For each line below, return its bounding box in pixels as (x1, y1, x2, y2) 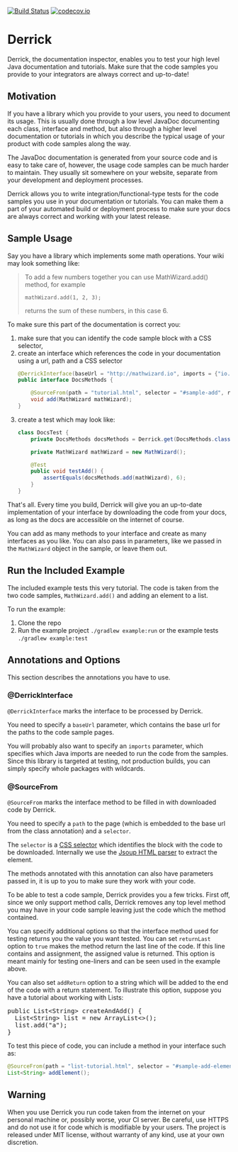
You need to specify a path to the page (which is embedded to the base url (7, 819, 225, 828)
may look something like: (7, 259, 80, 267)
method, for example (24, 280, 86, 288)
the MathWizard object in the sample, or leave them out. (7, 544, 168, 553)
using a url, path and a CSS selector (17, 356, 123, 365)
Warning (7, 1089, 46, 1101)
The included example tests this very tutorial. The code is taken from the (7, 583, 220, 592)
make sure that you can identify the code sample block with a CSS (17, 334, 212, 342)
